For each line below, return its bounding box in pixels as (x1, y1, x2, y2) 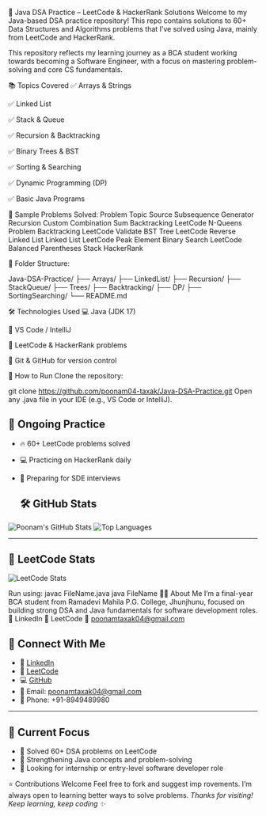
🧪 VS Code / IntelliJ (8, 325, 71, 334)
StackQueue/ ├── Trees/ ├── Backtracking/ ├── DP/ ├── (8, 283, 202, 292)
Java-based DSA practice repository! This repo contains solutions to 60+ (8, 16, 247, 25)
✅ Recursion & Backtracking (8, 131, 101, 140)
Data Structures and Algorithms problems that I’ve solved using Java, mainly (8, 25, 257, 33)
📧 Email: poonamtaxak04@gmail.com (19, 687, 142, 696)
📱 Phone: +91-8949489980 (19, 695, 110, 704)
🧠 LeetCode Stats (8, 552, 96, 566)
